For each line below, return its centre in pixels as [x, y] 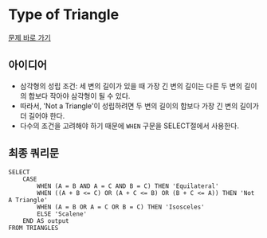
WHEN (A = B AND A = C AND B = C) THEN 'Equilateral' [128, 186]
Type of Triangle [64, 15]
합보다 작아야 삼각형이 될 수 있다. [79, 96]
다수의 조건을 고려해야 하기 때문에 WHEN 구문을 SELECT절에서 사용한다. [129, 126]
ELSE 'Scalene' [62, 214]
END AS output [46, 220]
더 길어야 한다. [42, 115]
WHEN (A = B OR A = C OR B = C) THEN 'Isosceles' [121, 207]
